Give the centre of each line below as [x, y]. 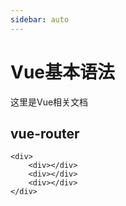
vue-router [45, 133]
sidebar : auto [40, 19]
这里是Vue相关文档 [49, 102]
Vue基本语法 [63, 72]
